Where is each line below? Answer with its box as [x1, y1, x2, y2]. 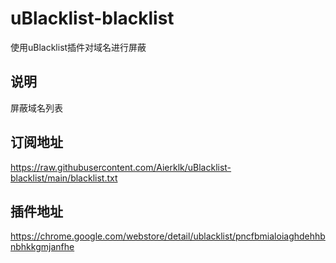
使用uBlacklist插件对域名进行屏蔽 [10, 41, 147, 53]
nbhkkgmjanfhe [10, 241, 75, 253]
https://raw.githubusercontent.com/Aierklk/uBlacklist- [10, 161, 232, 173]
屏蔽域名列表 [10, 102, 63, 114]
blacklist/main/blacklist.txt [10, 172, 118, 184]
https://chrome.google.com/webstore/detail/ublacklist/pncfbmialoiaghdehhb [10, 230, 326, 242]
